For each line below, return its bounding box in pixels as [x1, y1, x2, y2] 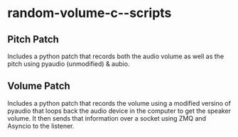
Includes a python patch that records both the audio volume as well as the [7, 52, 225, 60]
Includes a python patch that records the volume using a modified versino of [7, 99, 231, 107]
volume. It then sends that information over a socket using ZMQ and [7, 114, 207, 122]
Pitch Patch [7, 33, 59, 45]
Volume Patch [7, 80, 71, 92]
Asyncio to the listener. [7, 121, 75, 130]
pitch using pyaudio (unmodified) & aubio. [7, 60, 130, 68]
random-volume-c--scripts [7, 5, 172, 21]
